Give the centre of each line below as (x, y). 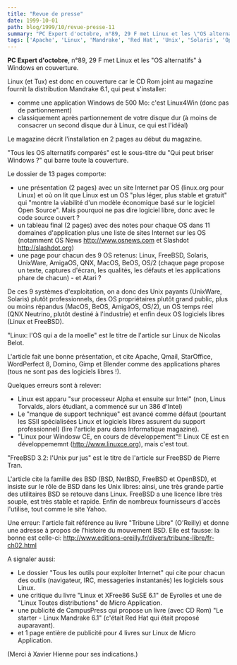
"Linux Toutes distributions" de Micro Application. (90, 603)
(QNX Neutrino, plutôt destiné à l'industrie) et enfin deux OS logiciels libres (116, 314)
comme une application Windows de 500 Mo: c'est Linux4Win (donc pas (123, 103)
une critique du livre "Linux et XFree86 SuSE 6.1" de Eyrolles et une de (120, 596)
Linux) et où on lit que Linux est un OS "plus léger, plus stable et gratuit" (122, 195)
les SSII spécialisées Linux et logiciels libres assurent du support (111, 422)
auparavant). (36, 625)
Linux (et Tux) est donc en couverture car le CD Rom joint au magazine (110, 81)
